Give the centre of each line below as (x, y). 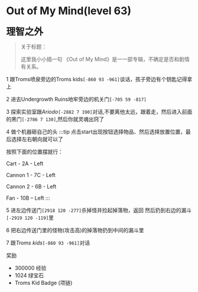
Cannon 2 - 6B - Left (31, 186)
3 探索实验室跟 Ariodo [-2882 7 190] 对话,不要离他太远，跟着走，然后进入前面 (99, 111)
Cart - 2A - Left (25, 163)
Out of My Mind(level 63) (69, 11)
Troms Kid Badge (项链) (43, 283)
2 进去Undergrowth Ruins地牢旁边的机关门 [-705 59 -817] (76, 99)
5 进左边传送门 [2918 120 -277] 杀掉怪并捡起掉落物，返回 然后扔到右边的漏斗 (99, 210)
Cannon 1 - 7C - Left (31, 175)
